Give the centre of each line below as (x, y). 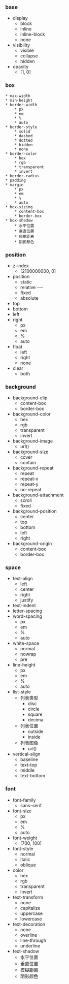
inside (34, 737)
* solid (22, 131)
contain (28, 463)
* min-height (19, 100)
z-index (21, 266)
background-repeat (33, 468)
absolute (29, 298)
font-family (24, 800)
